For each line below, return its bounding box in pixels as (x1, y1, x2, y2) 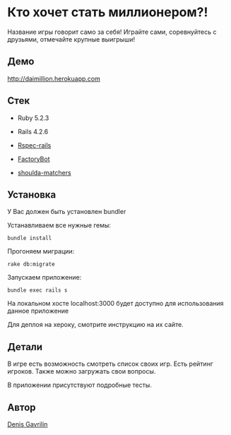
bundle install (7, 234, 52, 242)
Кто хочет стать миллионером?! (7, 4, 208, 20)
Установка (7, 189, 57, 201)
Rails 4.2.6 (17, 127, 49, 136)
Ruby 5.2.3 (17, 114, 49, 122)
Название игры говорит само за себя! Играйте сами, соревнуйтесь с (7, 28, 217, 36)
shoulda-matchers (17, 168, 72, 177)
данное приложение (7, 306, 69, 315)
